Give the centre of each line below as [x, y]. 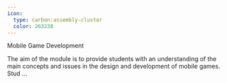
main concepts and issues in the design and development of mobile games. [114, 67]
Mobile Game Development [46, 46]
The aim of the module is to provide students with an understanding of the [112, 59]
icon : [15, 13]
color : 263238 [33, 26]
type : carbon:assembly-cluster [58, 20]
